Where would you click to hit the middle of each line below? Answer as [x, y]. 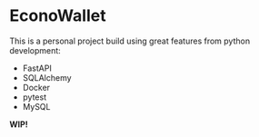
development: [35, 50]
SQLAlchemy [47, 77]
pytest [35, 97]
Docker [36, 87]
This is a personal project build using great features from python [130, 41]
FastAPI [37, 68]
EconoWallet [58, 16]
